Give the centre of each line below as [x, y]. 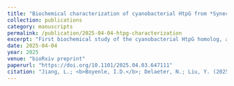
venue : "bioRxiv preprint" [46, 59]
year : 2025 [23, 53]
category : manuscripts [40, 26]
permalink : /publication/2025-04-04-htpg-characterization [95, 33]
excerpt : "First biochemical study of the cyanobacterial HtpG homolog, [115, 40]
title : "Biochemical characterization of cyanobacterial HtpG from [107, 14]
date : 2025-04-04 [32, 46]
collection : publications [45, 20]
